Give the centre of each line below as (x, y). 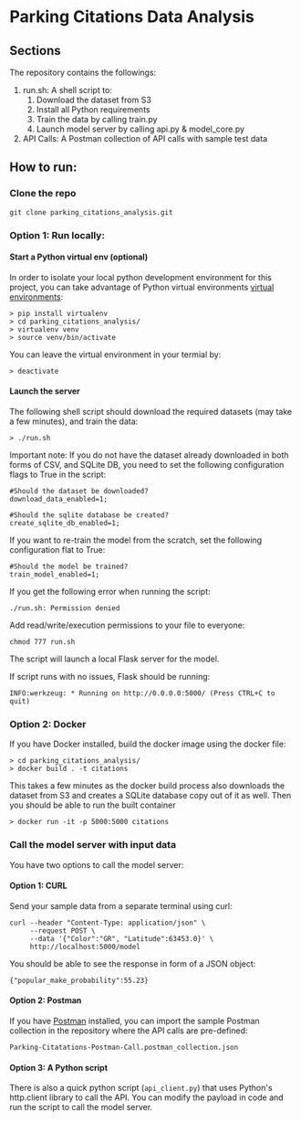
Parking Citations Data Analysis (132, 17)
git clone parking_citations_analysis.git (91, 212)
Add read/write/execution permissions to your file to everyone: (127, 625)
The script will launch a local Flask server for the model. (114, 659)
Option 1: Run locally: (57, 235)
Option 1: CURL (38, 886)
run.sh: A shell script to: (67, 90)
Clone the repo (43, 194)
